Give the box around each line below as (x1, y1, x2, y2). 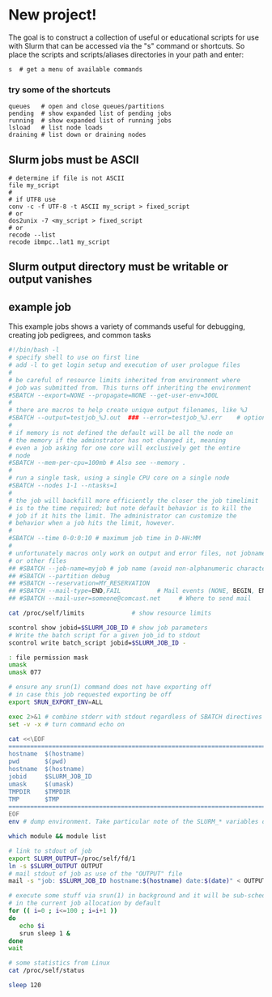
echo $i (19, 922, 45, 930)
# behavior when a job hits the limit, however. (8, 519, 176, 527)
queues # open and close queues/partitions (8, 103, 164, 111)
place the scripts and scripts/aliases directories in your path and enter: (8, 49, 244, 59)
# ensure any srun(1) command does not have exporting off (8, 683, 212, 692)
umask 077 (8, 668, 42, 677)
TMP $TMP (8, 795, 60, 803)
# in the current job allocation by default (8, 899, 161, 908)
